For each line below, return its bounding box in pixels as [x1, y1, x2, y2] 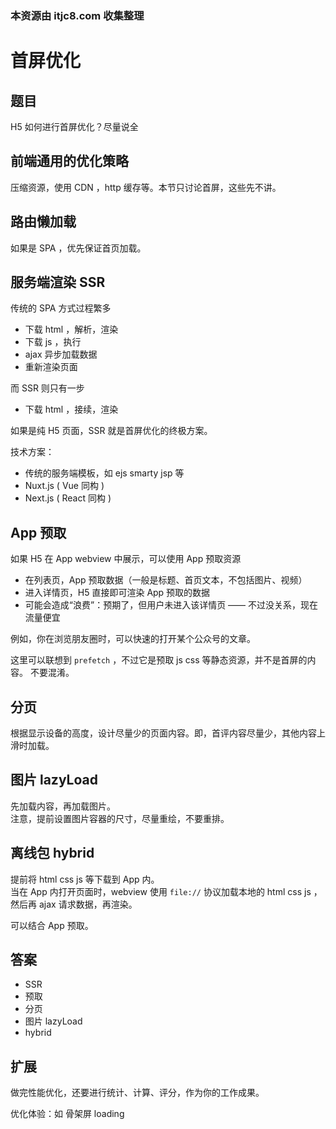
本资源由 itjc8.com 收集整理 [10, 8, 145, 22]
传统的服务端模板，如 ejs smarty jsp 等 [24, 467, 185, 479]
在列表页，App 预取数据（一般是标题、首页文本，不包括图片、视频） [24, 574, 308, 586]
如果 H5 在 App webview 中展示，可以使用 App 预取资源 [10, 553, 242, 565]
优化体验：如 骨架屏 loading [10, 1108, 125, 1120]
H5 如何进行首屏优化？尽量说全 [10, 120, 139, 132]
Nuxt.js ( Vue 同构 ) [24, 480, 105, 492]
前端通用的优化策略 [10, 153, 129, 170]
